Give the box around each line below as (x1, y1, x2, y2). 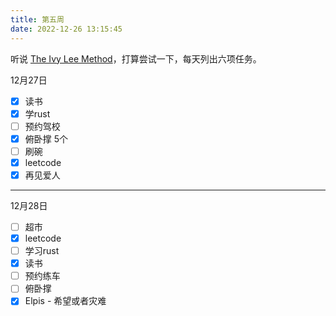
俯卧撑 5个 (24, 132, 69, 145)
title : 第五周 (10, 14, 65, 25)
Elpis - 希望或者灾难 (24, 295, 107, 307)
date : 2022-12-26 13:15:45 (10, 24, 123, 34)
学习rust (24, 245, 60, 257)
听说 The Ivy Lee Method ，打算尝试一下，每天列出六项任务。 (10, 52, 262, 65)
